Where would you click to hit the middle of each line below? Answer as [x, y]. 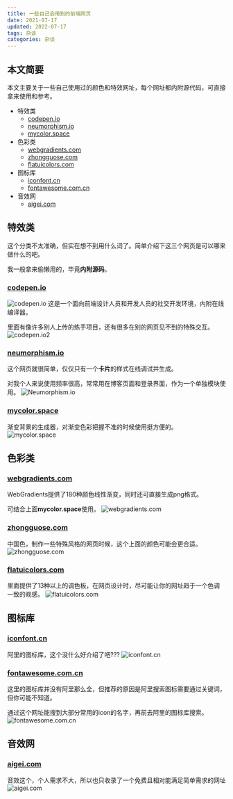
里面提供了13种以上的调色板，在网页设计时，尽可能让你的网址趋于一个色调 [114, 586]
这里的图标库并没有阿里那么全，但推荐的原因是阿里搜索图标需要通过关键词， [116, 688]
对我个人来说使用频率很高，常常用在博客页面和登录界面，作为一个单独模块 [113, 384]
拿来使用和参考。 [32, 96]
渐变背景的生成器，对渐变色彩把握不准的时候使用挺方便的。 [92, 427]
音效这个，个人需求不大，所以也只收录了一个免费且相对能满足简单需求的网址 [116, 780]
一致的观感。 [25, 594]
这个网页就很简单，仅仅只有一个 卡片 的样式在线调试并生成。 [92, 369]
